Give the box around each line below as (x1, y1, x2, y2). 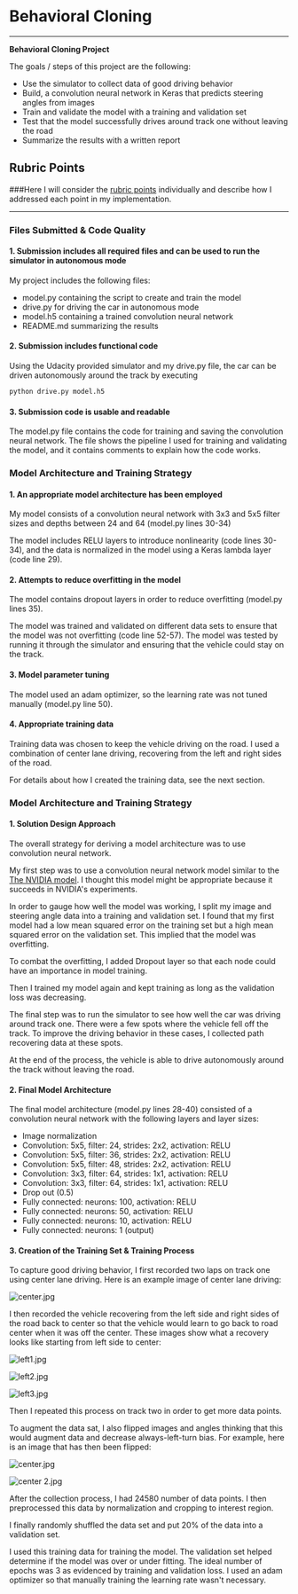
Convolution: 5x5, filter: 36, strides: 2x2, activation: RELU (21, 1150, 231, 1160)
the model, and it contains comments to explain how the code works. (9, 445, 262, 456)
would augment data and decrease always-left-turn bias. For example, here (9, 1433, 286, 1443)
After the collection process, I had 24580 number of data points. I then (9, 1493, 267, 1504)
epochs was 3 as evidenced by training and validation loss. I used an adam (9, 1566, 283, 1576)
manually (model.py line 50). (9, 698, 114, 709)
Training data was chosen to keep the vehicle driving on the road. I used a (9, 738, 279, 749)
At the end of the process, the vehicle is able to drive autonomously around (9, 1055, 285, 1065)
